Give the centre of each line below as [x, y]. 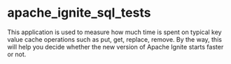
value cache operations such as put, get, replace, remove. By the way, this [115, 39]
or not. [17, 54]
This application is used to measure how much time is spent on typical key [114, 32]
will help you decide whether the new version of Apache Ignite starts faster [115, 47]
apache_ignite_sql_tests [79, 13]
